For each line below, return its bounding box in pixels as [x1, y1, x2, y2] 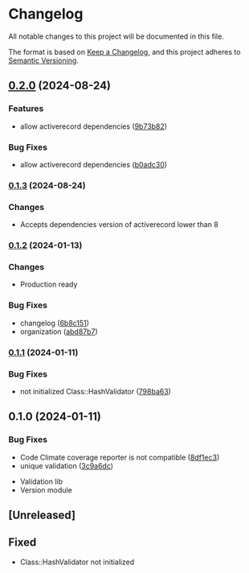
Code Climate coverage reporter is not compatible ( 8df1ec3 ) [19, 452, 220, 462]
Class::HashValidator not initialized [19, 557, 135, 567]
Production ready [19, 279, 78, 290]
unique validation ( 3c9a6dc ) [19, 460, 114, 471]
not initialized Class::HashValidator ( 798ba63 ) [19, 386, 171, 396]
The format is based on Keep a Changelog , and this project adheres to [8, 47, 241, 56]
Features [8, 103, 44, 114]
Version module [19, 484, 72, 495]
